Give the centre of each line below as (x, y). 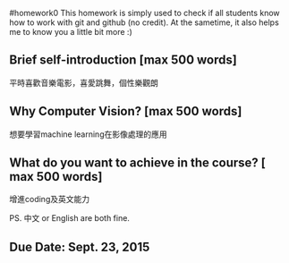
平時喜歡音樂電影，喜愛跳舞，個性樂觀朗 (84, 82)
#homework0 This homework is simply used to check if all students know (144, 13)
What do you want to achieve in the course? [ (138, 163)
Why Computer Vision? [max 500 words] (126, 111)
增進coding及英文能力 (50, 199)
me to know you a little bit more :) (71, 32)
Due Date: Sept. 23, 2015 (80, 246)
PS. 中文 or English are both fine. (69, 218)
